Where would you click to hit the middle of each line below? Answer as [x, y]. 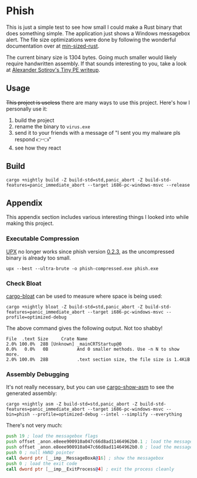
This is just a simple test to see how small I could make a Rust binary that [94, 27]
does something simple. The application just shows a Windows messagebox [98, 33]
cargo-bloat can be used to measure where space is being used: [84, 296]
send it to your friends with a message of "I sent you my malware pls [97, 132]
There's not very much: [34, 426]
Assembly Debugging [38, 374]
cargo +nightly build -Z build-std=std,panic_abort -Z [74, 180]
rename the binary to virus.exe [52, 126]
